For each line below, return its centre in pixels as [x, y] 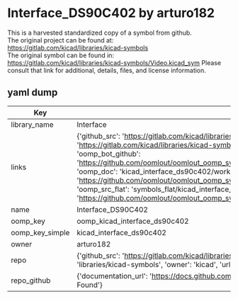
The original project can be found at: [61, 40]
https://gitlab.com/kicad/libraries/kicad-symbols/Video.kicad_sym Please [114, 62]
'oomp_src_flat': [103, 189]
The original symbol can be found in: [61, 55]
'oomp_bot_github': [109, 154]
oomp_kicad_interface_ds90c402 [133, 221]
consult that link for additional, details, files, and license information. [107, 70]
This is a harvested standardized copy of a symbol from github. [100, 33]
